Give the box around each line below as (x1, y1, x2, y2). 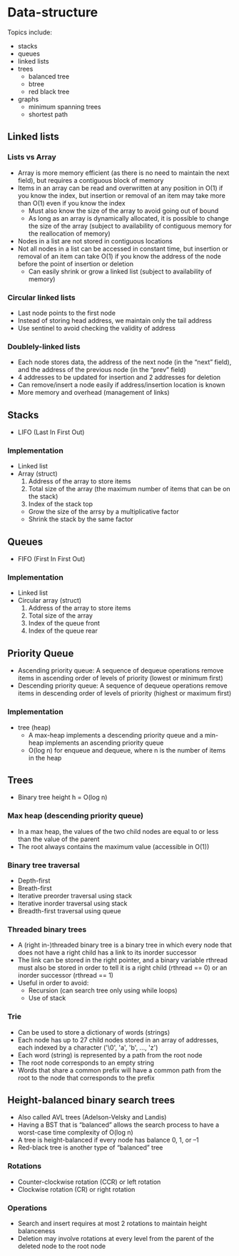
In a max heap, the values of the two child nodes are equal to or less (17, 827, 219, 835)
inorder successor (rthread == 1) (17, 971, 114, 980)
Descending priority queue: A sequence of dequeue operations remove (17, 681, 228, 690)
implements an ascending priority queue (45, 738, 164, 747)
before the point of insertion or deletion (17, 259, 134, 268)
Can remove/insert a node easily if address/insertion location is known (17, 381, 225, 389)
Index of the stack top (28, 500, 93, 508)
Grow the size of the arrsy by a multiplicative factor (28, 508, 180, 516)
